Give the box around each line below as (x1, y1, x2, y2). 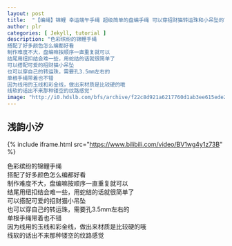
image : (7, 94, 26, 101)
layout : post (7, 10, 45, 17)
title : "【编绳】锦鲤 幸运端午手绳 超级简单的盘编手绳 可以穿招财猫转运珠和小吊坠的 (7, 17, 224, 24)
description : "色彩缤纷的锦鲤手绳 (7, 36, 97, 43)
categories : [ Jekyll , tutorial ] (7, 29, 107, 37)
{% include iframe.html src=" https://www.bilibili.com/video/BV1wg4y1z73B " (7, 140, 223, 148)
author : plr (7, 23, 41, 30)
